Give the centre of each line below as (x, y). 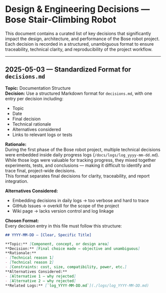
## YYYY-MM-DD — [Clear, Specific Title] (48, 235)
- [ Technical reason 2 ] (30, 262)
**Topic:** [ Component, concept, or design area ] (57, 244)
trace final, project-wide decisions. (41, 170)
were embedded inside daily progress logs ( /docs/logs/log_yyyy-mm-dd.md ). (82, 154)
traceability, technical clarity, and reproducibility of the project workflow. (79, 49)
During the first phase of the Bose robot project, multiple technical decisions (83, 149)
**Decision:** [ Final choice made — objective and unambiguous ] (73, 249)
